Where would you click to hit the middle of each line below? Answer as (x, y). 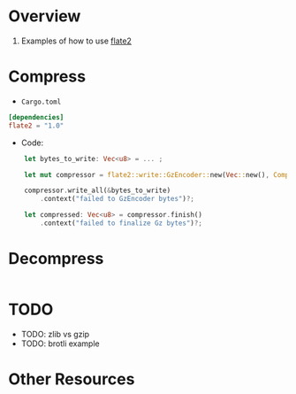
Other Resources (72, 379)
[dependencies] (36, 117)
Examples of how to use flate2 (76, 41)
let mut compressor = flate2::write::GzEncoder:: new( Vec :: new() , (147, 174)
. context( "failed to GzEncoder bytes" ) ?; (118, 199)
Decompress (56, 259)
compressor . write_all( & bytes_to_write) (98, 191)
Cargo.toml (41, 102)
